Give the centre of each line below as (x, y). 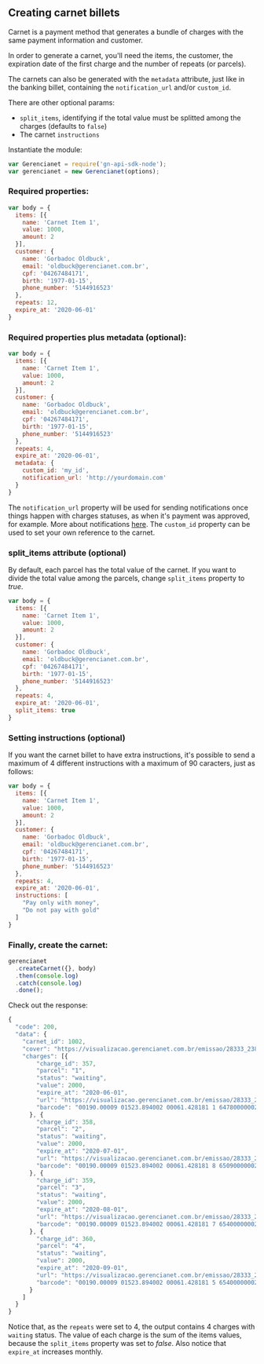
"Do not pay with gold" (61, 910)
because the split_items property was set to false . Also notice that (117, 1344)
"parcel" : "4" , (61, 1246)
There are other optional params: (62, 102)
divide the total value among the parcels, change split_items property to (126, 578)
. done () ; (29, 990)
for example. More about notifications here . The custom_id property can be (129, 524)
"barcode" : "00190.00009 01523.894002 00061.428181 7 (126, 1224)
